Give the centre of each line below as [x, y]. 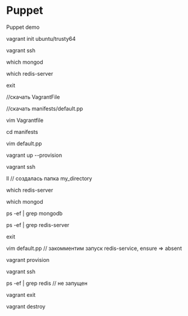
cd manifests [22, 132]
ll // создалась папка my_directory [49, 178]
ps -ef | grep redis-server [38, 225]
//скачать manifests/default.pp [45, 108]
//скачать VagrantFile [33, 97]
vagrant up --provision [34, 155]
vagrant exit [21, 294]
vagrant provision [28, 260]
